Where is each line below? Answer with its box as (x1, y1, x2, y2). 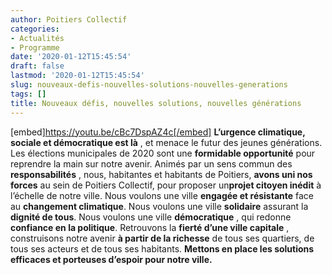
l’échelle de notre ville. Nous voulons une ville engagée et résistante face (10, 189, 314, 201)
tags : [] (10, 89, 47, 99)
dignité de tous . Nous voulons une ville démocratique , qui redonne (10, 211, 292, 223)
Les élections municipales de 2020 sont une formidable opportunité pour (10, 147, 316, 159)
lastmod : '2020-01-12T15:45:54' (10, 71, 145, 81)
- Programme (10, 42, 60, 53)
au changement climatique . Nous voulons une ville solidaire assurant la (10, 200, 309, 212)
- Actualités (10, 33, 65, 43)
